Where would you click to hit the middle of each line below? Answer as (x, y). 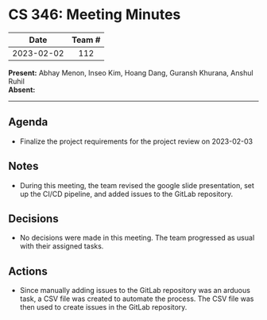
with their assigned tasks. (62, 246)
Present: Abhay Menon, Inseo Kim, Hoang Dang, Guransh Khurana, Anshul (131, 72)
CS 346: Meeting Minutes (95, 15)
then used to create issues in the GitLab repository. (103, 307)
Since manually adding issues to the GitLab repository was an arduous (135, 291)
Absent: (22, 90)
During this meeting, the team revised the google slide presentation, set (137, 185)
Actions (28, 271)
